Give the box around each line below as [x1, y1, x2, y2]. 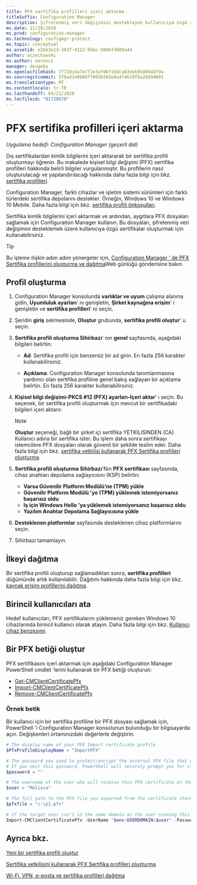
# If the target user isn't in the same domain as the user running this [6, 811, 191, 817]
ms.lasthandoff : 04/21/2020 [6, 91, 75, 96]
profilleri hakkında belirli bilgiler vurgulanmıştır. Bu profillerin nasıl [6, 165, 164, 172]
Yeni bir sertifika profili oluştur [6, 849, 79, 856]
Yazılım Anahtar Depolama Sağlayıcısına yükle [23, 508, 139, 515]
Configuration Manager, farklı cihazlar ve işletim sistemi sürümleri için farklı [6, 189, 188, 196]
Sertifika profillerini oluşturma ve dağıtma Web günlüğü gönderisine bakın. [6, 260, 184, 268]
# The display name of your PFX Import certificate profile [6, 742, 157, 748]
